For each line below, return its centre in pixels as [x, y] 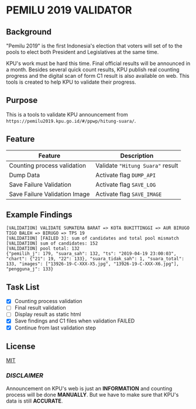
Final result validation [40, 308]
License [21, 346]
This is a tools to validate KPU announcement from [67, 114]
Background [29, 32]
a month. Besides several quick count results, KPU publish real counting [93, 70]
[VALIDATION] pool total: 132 [43, 249]
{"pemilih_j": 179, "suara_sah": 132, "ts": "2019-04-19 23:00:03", [91, 254]
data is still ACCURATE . [35, 401]
